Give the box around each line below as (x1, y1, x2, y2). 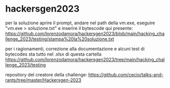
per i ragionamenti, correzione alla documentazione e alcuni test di (5, 46, 145, 52)
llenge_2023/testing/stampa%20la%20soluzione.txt (5, 36, 114, 42)
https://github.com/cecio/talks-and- (88, 71, 164, 77)
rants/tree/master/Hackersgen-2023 (5, 77, 82, 83)
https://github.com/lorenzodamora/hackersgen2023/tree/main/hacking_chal (5, 56, 165, 62)
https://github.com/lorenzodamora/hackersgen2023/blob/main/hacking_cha (5, 30, 165, 36)
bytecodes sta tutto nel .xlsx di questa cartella (5, 51, 101, 57)
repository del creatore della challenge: (5, 71, 87, 77)
